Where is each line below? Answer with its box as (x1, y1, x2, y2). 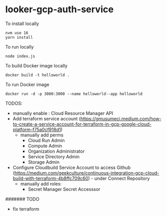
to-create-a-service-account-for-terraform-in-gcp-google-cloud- (12, 121, 152, 127)
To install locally (5, 20, 39, 27)
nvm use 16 (5, 30, 29, 35)
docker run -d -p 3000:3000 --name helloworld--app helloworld (5, 91, 143, 97)
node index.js (5, 54, 36, 59)
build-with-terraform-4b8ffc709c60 (12, 175, 88, 181)
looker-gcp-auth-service (5, 4, 114, 15)
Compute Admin (28, 142, 62, 149)
